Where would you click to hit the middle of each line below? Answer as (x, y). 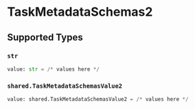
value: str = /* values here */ (53, 69)
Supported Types (45, 37)
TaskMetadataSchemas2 (80, 12)
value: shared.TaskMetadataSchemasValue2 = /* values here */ (98, 99)
